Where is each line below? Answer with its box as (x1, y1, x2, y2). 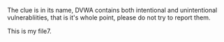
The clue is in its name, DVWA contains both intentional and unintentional (7, 6, 218, 14)
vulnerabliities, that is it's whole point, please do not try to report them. (7, 13, 211, 22)
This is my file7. (7, 27, 52, 35)
